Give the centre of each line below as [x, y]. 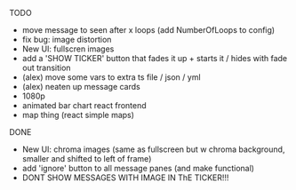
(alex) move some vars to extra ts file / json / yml [112, 77]
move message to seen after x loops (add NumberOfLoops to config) [148, 30]
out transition [46, 67]
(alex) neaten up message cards [81, 87]
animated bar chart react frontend [84, 105]
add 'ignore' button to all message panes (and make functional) [138, 168]
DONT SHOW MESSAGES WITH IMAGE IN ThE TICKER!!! [125, 178]
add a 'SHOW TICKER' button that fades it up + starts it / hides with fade [155, 58]
